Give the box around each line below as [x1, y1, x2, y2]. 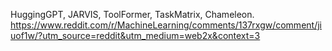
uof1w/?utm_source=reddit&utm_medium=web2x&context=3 [10, 30, 261, 41]
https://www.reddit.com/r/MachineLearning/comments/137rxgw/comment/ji [10, 19, 322, 31]
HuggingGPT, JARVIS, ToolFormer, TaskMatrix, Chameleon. [10, 9, 255, 20]
